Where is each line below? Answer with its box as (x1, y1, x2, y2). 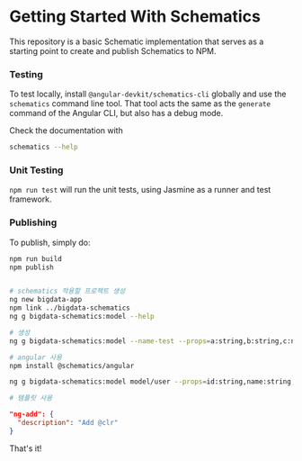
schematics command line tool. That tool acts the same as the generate (9, 98, 271, 109)
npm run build (9, 254, 63, 263)
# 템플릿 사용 (9, 393, 53, 402)
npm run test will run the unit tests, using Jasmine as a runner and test (9, 185, 271, 195)
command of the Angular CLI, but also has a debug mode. (9, 108, 224, 119)
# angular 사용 (9, 353, 63, 362)
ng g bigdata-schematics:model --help (9, 312, 155, 321)
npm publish (9, 263, 54, 272)
